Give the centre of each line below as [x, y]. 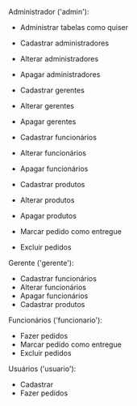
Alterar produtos [47, 200]
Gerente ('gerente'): [41, 263]
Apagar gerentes [48, 122]
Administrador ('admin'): [49, 12]
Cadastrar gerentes [52, 90]
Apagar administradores [60, 75]
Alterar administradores [59, 59]
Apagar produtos [48, 216]
